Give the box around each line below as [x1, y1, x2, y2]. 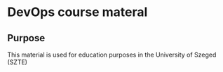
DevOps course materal [7, 4, 148, 20]
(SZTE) [7, 58, 28, 66]
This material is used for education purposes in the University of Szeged [7, 50, 217, 59]
